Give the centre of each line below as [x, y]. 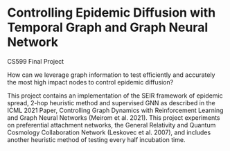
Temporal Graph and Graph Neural [108, 27]
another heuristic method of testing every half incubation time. [96, 139]
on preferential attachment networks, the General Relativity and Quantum [112, 125]
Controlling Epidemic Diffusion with [112, 13]
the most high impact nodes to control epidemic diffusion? [90, 82]
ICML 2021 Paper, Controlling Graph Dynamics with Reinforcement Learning [115, 110]
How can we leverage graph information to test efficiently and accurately [111, 75]
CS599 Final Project [36, 61]
